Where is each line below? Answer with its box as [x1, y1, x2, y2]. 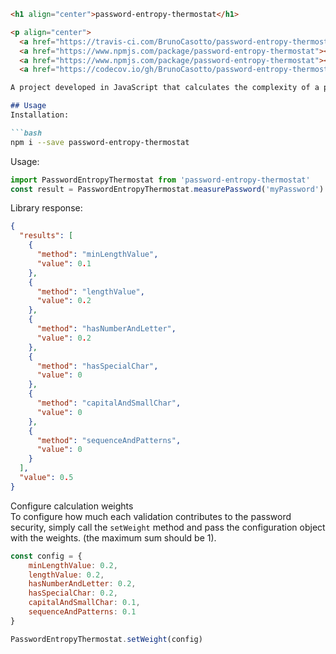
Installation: [10, 110, 70, 120]
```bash [10, 128, 43, 138]
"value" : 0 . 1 [36, 258, 92, 269]
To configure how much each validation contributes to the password [10, 510, 292, 522]
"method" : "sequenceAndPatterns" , [36, 435, 182, 445]
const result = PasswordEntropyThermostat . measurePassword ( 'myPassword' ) [10, 184, 325, 194]
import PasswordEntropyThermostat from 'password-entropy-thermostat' [10, 175, 311, 185]
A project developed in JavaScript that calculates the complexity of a [10, 83, 320, 93]
